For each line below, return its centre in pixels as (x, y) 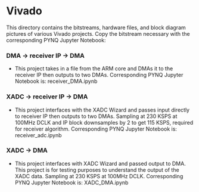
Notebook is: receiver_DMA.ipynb (56, 81)
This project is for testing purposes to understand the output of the (97, 170)
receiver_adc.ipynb (38, 135)
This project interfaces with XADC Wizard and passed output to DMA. (100, 163)
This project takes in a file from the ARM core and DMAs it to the (94, 69)
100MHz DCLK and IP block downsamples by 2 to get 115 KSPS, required (104, 122)
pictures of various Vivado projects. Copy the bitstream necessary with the (98, 33)
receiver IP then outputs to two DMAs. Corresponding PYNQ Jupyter (99, 75)
